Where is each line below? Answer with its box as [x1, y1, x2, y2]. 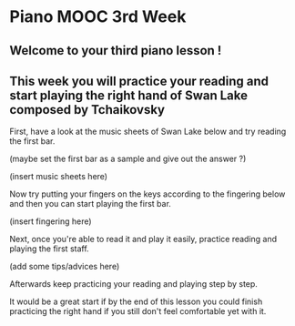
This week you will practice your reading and [9, 73, 270, 88]
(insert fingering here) [9, 216, 93, 227]
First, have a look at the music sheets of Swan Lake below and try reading [9, 126, 287, 138]
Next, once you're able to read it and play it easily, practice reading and [9, 234, 278, 245]
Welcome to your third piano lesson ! [9, 43, 222, 58]
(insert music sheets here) [9, 171, 107, 182]
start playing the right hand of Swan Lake [9, 87, 249, 103]
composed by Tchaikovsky [9, 102, 166, 117]
